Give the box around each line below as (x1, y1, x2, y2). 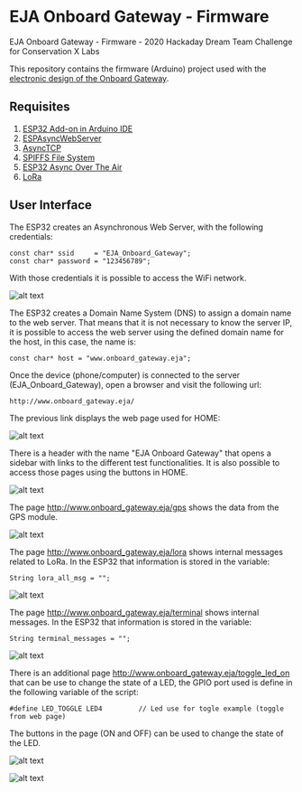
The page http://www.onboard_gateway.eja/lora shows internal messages (9, 546, 284, 557)
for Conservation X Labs (9, 45, 100, 56)
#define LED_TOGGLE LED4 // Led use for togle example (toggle (9, 703, 284, 713)
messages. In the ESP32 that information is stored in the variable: (9, 617, 252, 627)
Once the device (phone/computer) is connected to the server (9, 369, 241, 381)
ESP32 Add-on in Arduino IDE (22, 123, 133, 134)
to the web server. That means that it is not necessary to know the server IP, (9, 316, 293, 327)
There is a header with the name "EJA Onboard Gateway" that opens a (9, 448, 272, 458)
